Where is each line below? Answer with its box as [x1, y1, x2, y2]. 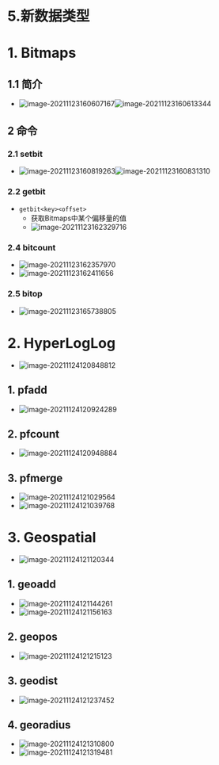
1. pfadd [7, 384, 48, 397]
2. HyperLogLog [7, 334, 116, 352]
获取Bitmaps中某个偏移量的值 [30, 213, 127, 223]
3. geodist [7, 675, 59, 688]
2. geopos [7, 630, 59, 644]
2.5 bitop [7, 289, 43, 300]
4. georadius [7, 718, 71, 732]
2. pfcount [7, 427, 60, 441]
